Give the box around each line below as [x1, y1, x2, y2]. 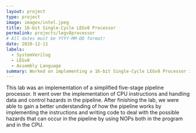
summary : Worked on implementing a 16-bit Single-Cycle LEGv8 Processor [6, 68, 187, 74]
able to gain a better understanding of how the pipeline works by [6, 103, 162, 110]
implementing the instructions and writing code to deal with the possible [6, 109, 180, 116]
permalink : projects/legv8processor [6, 30, 95, 36]
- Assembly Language [11, 62, 61, 69]
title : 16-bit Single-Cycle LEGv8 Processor [6, 24, 116, 31]
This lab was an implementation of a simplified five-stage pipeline [6, 84, 164, 91]
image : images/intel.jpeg [6, 19, 69, 25]
